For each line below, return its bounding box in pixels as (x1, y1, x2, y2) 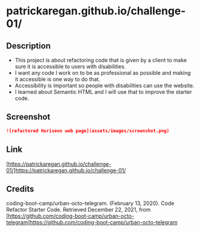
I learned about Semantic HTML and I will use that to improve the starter (14, 88, 192, 95)
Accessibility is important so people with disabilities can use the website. (14, 82, 195, 89)
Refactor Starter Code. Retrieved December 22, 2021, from (6, 206, 151, 213)
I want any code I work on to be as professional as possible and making (14, 69, 191, 76)
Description (6, 41, 51, 51)
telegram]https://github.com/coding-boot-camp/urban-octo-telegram (6, 219, 178, 226)
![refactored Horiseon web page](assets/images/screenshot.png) (6, 127, 170, 134)
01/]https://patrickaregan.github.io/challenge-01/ (6, 166, 127, 174)
